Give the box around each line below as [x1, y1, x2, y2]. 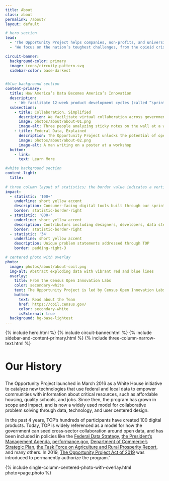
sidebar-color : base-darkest [10, 68, 71, 73]
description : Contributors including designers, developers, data [14, 222, 156, 227]
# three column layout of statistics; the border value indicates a [5, 184, 152, 189]
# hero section [5, 31, 37, 36]
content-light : [5, 170, 37, 176]
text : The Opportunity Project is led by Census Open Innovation [14, 287, 154, 293]
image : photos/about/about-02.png [18, 137, 92, 143]
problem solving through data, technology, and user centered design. [5, 407, 149, 413]
